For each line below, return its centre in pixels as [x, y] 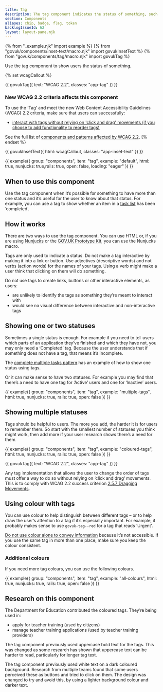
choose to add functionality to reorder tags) [56, 127]
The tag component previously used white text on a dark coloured [71, 664]
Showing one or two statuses [50, 326]
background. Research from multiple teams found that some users [72, 670]
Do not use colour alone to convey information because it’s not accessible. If [82, 535]
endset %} [16, 142]
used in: [13, 616]
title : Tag [16, 9]
